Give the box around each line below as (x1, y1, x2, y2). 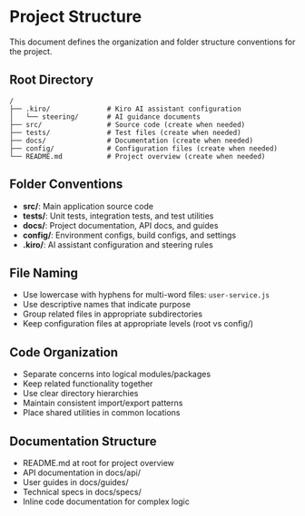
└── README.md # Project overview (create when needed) (9, 151, 266, 161)
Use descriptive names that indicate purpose (22, 299, 192, 310)
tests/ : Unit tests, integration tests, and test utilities (22, 210, 214, 221)
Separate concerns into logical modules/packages (22, 369, 212, 380)
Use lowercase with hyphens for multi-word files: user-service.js (22, 289, 271, 300)
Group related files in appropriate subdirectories (22, 308, 202, 319)
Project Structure (9, 6, 143, 27)
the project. (9, 45, 53, 56)
